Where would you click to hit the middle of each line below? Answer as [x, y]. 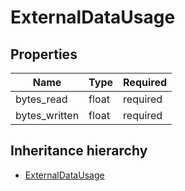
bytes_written [47, 115]
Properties [44, 54]
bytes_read [41, 99]
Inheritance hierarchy [79, 151]
